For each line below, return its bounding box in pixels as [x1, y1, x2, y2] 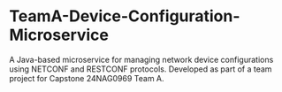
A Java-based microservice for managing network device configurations [9, 54, 274, 65]
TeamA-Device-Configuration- [9, 6, 240, 27]
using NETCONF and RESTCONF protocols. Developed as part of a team [9, 64, 272, 74]
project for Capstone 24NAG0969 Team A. [9, 73, 165, 83]
